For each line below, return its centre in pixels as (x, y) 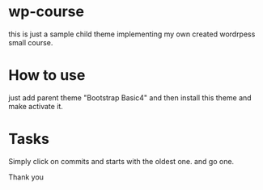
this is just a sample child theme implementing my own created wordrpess (132, 34)
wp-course (47, 12)
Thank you (26, 177)
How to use (47, 76)
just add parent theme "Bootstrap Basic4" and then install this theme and (130, 97)
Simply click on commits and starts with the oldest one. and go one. (121, 161)
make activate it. (36, 106)
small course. (31, 42)
